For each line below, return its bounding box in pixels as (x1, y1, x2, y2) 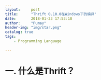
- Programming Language (14, 39, 62, 44)
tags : (5, 34, 16, 39)
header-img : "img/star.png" (5, 25, 62, 30)
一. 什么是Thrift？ (5, 65, 75, 77)
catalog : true (5, 30, 34, 34)
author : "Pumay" (5, 20, 47, 26)
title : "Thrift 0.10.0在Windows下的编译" (5, 12, 97, 16)
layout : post (5, 7, 40, 12)
